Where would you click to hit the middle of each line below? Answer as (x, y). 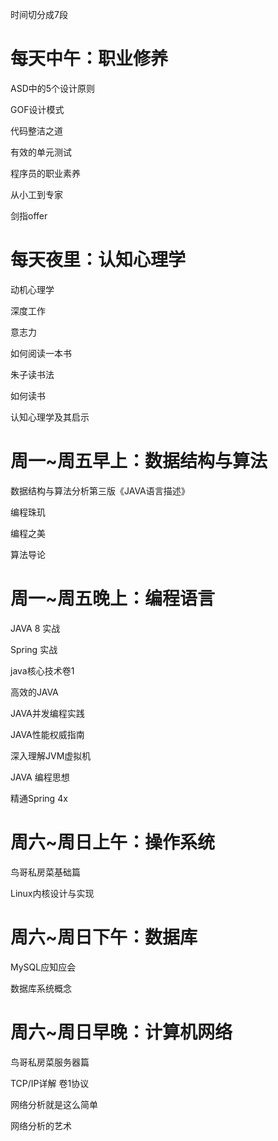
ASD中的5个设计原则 (53, 88)
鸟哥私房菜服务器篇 (50, 1062)
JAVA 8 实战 (35, 628)
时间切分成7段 (39, 14)
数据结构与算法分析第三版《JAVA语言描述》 (100, 490)
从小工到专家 (36, 194)
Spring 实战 (34, 649)
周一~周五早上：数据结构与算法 (139, 461)
